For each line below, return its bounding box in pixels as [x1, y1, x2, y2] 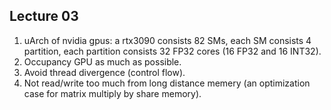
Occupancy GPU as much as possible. [23, 55, 182, 68]
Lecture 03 [9, 8, 79, 25]
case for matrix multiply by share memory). [23, 87, 202, 99]
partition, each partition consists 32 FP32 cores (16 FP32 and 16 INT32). [23, 45, 322, 57]
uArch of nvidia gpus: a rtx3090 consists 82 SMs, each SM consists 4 [23, 34, 312, 46]
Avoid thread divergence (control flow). [23, 66, 186, 78]
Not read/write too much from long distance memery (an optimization [23, 77, 311, 89]
